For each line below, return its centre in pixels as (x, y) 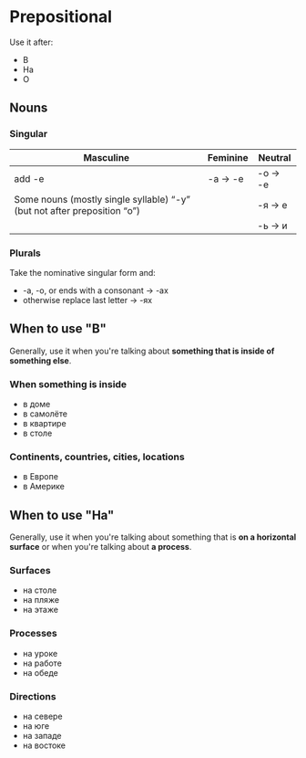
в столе (37, 433)
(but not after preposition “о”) (77, 210)
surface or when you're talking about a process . (101, 547)
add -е (29, 178)
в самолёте (45, 414)
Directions (33, 696)
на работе (42, 663)
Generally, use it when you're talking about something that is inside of (142, 351)
